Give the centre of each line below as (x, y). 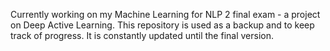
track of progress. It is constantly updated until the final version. (142, 35)
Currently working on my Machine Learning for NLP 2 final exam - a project (165, 14)
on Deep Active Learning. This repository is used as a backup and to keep (162, 25)
